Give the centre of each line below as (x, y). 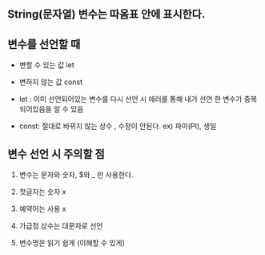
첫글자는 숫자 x (42, 192)
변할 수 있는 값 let (46, 65)
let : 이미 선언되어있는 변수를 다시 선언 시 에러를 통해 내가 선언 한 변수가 (130, 99)
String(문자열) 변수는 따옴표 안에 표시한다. (106, 14)
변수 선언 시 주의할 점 (56, 154)
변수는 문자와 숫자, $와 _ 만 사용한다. (76, 175)
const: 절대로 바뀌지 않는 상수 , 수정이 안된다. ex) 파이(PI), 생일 (118, 126)
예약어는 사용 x (42, 209)
